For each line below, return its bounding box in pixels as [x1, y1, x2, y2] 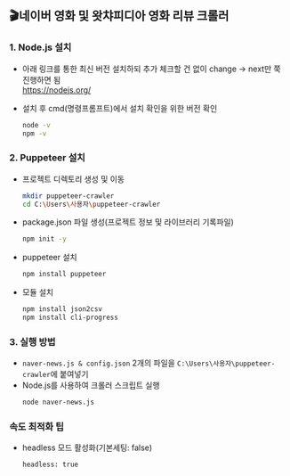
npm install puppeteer [21, 270, 107, 279]
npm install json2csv [21, 305, 102, 314]
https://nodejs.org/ [21, 84, 92, 95]
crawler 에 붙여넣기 [21, 369, 89, 380]
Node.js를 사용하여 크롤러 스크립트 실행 [21, 380, 160, 390]
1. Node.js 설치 [9, 41, 72, 53]
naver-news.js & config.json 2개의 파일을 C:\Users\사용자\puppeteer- [21, 357, 276, 368]
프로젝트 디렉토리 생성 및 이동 [21, 173, 125, 185]
